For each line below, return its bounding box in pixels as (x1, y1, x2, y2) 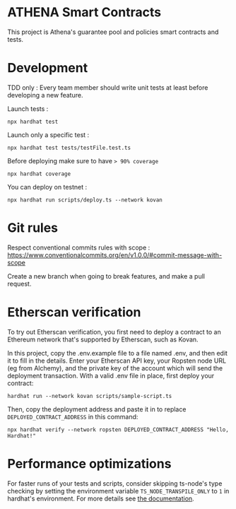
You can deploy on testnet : (7, 182, 88, 191)
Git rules (7, 220, 59, 236)
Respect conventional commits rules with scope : (7, 243, 151, 252)
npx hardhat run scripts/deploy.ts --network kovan (7, 196, 163, 204)
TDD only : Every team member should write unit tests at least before (7, 83, 208, 92)
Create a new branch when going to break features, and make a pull (7, 271, 205, 280)
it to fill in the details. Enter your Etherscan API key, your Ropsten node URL (7, 356, 227, 365)
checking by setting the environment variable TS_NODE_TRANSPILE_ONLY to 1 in (7, 486, 230, 495)
